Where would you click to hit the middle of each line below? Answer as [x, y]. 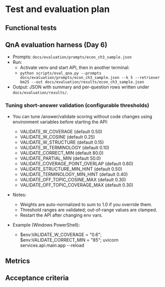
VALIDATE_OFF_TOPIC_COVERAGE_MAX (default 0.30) [76, 185]
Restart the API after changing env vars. [61, 215]
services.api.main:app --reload [52, 245]
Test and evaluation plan [57, 9]
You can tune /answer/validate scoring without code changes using [82, 116]
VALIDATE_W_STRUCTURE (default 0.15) [62, 142]
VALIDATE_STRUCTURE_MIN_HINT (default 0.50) [71, 169]
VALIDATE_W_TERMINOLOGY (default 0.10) [65, 147]
